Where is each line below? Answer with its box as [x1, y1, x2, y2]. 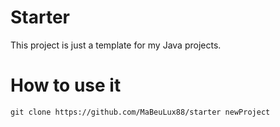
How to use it [10, 74, 122, 97]
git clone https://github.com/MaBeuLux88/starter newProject [10, 107, 271, 117]
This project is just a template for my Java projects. [10, 39, 222, 51]
